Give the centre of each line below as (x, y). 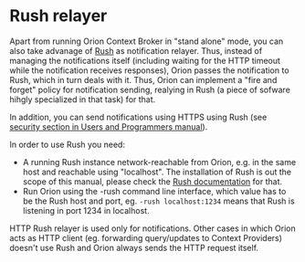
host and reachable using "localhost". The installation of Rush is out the (157, 172)
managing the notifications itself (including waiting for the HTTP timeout (145, 60)
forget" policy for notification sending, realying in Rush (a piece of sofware (150, 89)
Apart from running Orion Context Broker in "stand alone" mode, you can (147, 41)
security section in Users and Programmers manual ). (109, 126)
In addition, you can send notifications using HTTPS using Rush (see (138, 117)
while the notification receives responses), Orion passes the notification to (149, 70)
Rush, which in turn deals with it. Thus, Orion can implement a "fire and (143, 79)
